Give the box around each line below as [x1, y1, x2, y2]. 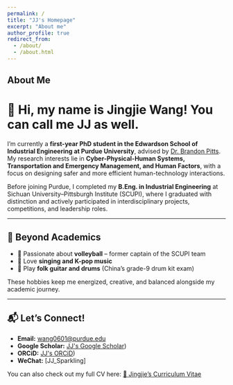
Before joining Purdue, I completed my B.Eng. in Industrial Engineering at [7, 183, 218, 191]
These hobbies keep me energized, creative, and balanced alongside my [7, 278, 215, 286]
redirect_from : [7, 36, 51, 43]
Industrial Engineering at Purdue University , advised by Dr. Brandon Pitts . [7, 147, 221, 156]
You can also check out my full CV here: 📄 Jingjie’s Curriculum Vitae [7, 370, 202, 378]
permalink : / [7, 10, 45, 17]
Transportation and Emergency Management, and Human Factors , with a [7, 162, 221, 170]
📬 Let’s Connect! [7, 312, 85, 324]
